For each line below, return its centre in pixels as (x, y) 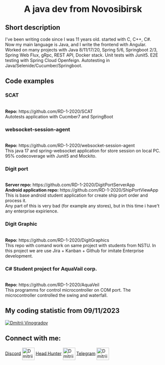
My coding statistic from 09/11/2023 (62, 311)
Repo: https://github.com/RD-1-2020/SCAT (49, 111)
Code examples (30, 81)
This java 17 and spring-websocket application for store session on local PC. (83, 151)
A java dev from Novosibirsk (83, 9)
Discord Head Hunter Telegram (50, 353)
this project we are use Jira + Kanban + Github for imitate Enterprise (75, 251)
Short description (33, 27)
